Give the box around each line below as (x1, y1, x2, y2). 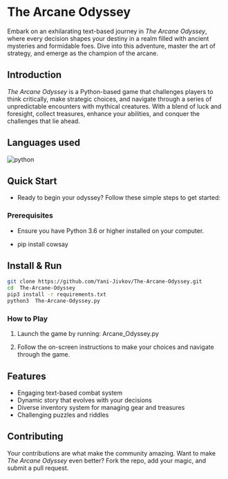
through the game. (17, 350, 70, 359)
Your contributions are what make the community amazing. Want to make (7, 449, 216, 457)
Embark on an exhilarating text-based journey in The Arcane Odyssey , (7, 27, 207, 35)
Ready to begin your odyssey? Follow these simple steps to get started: (17, 194, 221, 202)
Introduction (7, 69, 62, 81)
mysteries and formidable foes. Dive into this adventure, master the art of (7, 41, 216, 50)
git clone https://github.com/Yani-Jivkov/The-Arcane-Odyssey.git (7, 278, 202, 285)
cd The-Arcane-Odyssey (7, 285, 76, 292)
